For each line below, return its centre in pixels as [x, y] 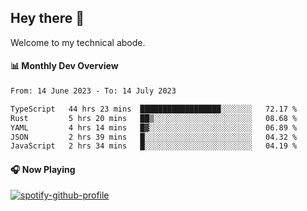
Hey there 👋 [47, 18]
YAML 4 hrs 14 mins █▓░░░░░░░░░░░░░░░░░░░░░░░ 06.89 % [154, 127]
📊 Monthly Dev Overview [64, 66]
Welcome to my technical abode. [78, 42]
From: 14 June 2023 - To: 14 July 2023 [93, 91]
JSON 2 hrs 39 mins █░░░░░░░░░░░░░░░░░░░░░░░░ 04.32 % [154, 137]
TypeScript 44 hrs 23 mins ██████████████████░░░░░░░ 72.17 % [154, 109]
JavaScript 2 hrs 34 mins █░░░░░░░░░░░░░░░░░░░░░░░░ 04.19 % [154, 146]
